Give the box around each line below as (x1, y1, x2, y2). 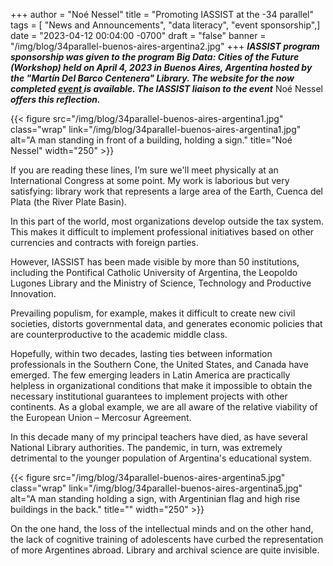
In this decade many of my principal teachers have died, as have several (10, 431, 308, 443)
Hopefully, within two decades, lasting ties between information (10, 348, 273, 359)
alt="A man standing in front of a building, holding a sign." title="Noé (10, 134, 293, 146)
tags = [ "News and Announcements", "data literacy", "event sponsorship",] (10, 19, 321, 31)
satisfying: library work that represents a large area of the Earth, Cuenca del (10, 185, 324, 197)
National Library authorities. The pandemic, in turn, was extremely (10, 442, 283, 453)
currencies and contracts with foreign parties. (10, 237, 199, 248)
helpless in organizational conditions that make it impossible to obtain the (10, 380, 313, 391)
